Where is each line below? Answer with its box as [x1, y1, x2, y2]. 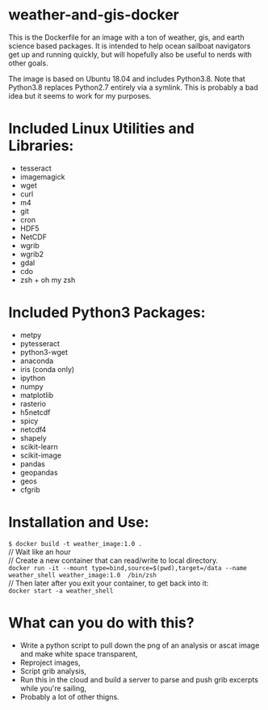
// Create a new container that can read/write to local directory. [8, 556, 219, 565]
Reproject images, [19, 657, 81, 667]
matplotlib [19, 390, 54, 399]
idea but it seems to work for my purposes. [8, 91, 152, 100]
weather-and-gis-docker [8, 6, 180, 24]
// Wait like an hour [8, 547, 71, 556]
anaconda [19, 356, 54, 366]
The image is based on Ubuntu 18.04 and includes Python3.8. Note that [8, 74, 246, 83]
